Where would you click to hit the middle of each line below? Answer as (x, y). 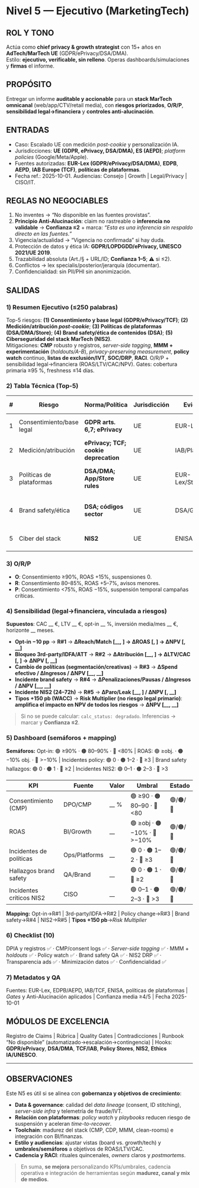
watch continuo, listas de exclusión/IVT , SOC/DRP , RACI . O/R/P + (88, 358)
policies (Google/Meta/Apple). (52, 157)
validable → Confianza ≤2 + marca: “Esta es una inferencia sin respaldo (104, 228)
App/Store (99, 478)
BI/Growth (77, 831)
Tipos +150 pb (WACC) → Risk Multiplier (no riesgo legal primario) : (98, 698)
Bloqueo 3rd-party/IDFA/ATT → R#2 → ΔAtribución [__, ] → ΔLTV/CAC (102, 654)
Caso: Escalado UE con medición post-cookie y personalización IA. (97, 144)
